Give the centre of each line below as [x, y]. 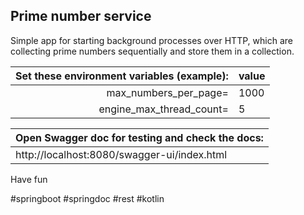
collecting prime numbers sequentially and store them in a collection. [152, 51]
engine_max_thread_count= [163, 109]
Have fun [29, 179]
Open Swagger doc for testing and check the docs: [139, 137]
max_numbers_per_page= [167, 92]
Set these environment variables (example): [122, 76]
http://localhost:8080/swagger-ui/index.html [121, 154]
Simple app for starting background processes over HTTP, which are [151, 40]
